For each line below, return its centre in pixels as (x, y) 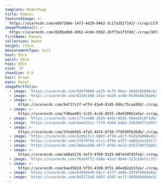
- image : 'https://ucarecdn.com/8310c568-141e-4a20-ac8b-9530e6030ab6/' (84, 95)
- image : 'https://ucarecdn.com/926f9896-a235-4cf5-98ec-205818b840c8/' (84, 91)
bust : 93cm (16, 55)
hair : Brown (17, 77)
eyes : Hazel (17, 82)
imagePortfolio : (21, 86)
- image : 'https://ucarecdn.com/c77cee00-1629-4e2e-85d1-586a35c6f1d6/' (84, 118)
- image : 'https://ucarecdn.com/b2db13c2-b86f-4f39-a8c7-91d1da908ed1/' (84, 136)
